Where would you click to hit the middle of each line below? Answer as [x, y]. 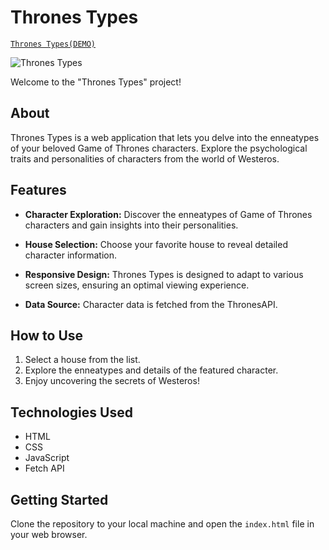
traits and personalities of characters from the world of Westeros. [145, 158]
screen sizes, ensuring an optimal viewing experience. [137, 285]
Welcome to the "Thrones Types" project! [96, 82]
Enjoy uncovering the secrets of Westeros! [112, 381]
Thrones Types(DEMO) [53, 44]
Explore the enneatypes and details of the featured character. [151, 370]
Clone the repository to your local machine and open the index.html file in [162, 524]
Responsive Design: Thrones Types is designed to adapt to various [164, 274]
